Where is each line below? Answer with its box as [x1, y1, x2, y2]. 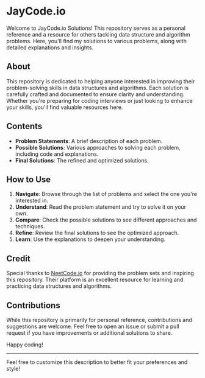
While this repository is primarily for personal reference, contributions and [6, 317, 192, 323]
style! [6, 365, 20, 372]
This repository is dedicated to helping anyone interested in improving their [6, 77, 195, 85]
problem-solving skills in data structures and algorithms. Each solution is [6, 84, 189, 91]
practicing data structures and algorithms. [6, 282, 112, 290]
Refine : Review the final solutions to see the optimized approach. [15, 229, 179, 237]
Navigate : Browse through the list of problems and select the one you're [15, 191, 198, 198]
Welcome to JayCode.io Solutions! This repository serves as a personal [6, 24, 186, 32]
